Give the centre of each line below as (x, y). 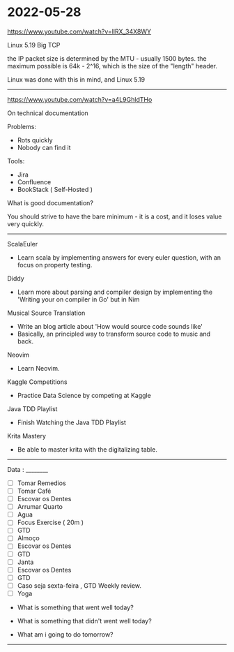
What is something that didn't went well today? (84, 621)
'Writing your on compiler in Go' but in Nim (78, 299)
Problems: (22, 126)
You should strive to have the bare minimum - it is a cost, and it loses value (115, 216)
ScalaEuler (23, 244)
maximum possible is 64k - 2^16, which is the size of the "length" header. (112, 66)
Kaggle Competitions (37, 382)
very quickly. (25, 223)
